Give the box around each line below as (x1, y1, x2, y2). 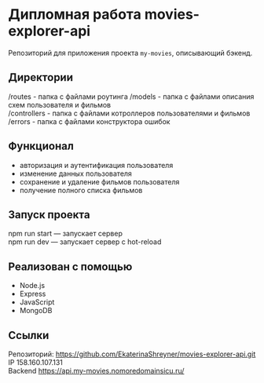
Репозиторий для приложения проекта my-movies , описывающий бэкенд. (8, 48, 253, 57)
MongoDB (19, 306, 53, 316)
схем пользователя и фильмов (8, 100, 112, 109)
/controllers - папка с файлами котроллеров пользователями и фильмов (8, 108, 251, 118)
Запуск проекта (8, 208, 90, 221)
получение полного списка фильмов (19, 185, 143, 195)
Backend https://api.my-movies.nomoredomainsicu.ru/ (8, 367, 185, 375)
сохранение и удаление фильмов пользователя (19, 177, 180, 186)
